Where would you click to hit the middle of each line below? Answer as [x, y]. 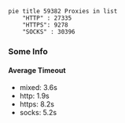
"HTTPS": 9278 [45, 25]
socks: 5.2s [38, 113]
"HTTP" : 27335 [47, 18]
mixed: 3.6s [38, 88]
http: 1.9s [34, 96]
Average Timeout [37, 70]
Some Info [28, 51]
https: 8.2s [37, 104]
